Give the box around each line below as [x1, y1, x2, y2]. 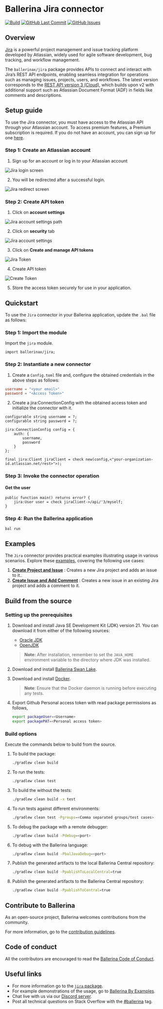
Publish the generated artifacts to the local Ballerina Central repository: [12, 860, 155, 866]
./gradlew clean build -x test [12, 797, 76, 802]
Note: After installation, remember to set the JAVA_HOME [24, 652, 134, 658]
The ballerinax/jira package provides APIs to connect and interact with [5, 66, 152, 72]
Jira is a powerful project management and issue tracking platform [5, 46, 139, 52]
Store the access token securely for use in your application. [12, 285, 131, 291]
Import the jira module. [5, 340, 54, 346]
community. [5, 919, 29, 925]
